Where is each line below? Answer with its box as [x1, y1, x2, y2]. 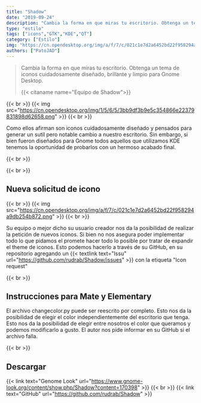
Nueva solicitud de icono [6, 184, 100, 195]
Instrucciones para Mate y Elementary [6, 291, 152, 301]
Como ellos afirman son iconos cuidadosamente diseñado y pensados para [6, 124, 193, 132]
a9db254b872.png [6, 213, 53, 220]
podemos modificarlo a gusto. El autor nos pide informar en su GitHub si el [6, 326, 190, 334]
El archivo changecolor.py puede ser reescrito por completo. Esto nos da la [6, 307, 191, 314]
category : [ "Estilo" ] [6, 37, 60, 43]
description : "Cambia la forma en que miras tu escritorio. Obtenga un [6, 20, 188, 26]
